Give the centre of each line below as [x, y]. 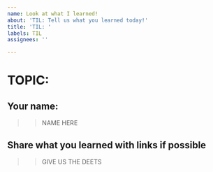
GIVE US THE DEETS [72, 162]
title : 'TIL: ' [29, 27]
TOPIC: [28, 80]
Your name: [33, 106]
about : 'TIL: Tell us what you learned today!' [78, 20]
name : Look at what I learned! [53, 14]
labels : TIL [24, 33]
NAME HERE [60, 123]
